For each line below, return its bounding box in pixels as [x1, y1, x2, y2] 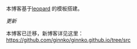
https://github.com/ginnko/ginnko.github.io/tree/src [6, 37, 131, 43]
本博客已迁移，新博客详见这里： [6, 30, 83, 37]
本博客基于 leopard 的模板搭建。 [6, 5, 83, 12]
